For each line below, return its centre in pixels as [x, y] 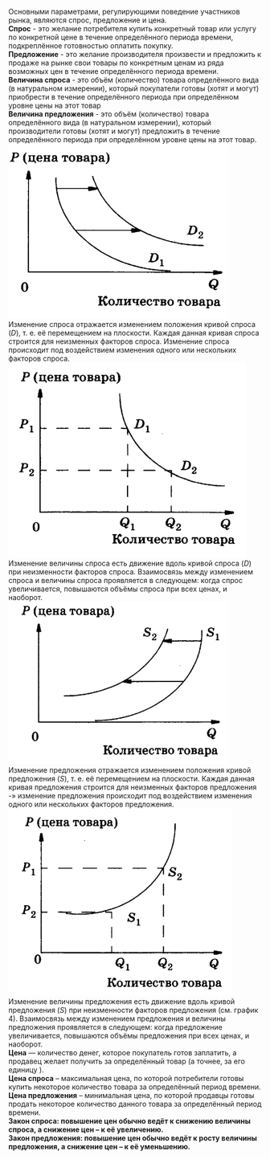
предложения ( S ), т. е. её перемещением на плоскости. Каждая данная [132, 779]
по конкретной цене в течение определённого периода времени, [121, 37]
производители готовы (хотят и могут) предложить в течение [115, 131]
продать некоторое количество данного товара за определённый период [135, 1104]
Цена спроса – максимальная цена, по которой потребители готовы [126, 1078]
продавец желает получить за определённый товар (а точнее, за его [127, 1061]
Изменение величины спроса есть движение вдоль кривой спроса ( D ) [130, 563]
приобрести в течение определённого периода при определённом [124, 97]
